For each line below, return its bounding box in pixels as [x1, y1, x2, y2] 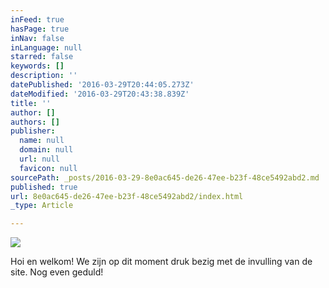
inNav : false [10, 33, 65, 43]
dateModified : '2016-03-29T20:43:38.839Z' [10, 89, 190, 99]
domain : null [19, 145, 74, 155]
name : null [19, 136, 65, 146]
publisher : [10, 126, 56, 136]
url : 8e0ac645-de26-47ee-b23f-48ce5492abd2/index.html [10, 191, 244, 201]
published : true [10, 182, 78, 192]
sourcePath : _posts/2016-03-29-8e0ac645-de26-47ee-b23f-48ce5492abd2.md [10, 172, 320, 183]
